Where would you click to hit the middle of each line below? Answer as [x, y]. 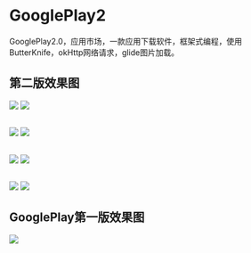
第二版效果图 [45, 83]
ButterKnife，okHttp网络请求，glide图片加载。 [94, 52]
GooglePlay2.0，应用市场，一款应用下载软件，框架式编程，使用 [126, 41]
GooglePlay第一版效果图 [77, 218]
